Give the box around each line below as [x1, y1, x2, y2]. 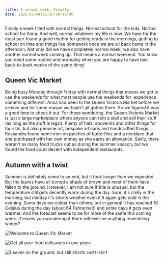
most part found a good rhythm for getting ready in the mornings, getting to [5, 35, 158, 42]
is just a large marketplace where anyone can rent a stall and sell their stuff [5, 115, 157, 121]
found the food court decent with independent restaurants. [5, 146, 124, 152]
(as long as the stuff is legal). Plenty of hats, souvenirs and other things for [5, 120, 156, 126]
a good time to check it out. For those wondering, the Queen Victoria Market [5, 110, 160, 116]
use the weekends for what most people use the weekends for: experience [5, 94, 157, 100]
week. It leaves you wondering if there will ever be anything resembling [5, 216, 149, 222]
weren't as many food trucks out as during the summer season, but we [5, 141, 148, 147]
